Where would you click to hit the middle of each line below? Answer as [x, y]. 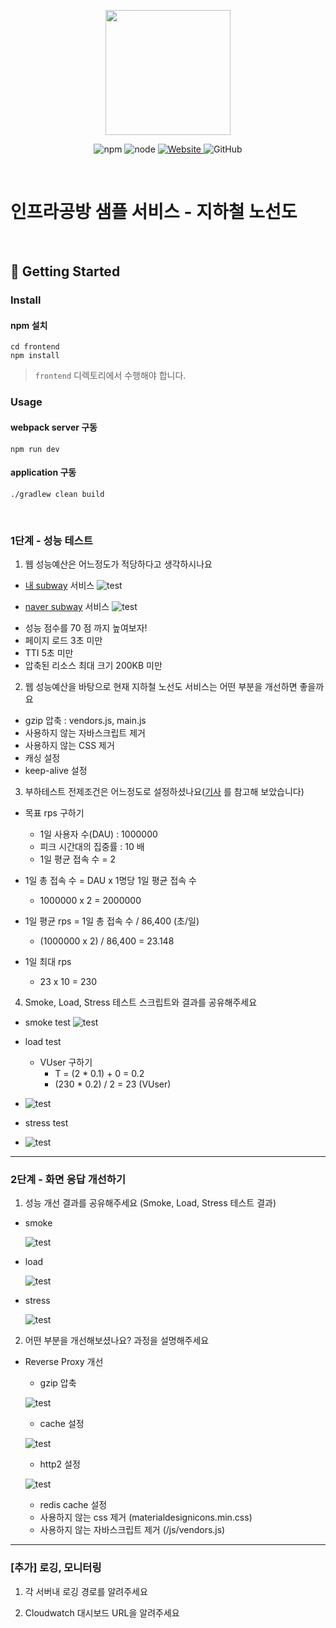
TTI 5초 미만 [49, 653]
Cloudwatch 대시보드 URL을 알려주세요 [102, 1612]
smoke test [47, 1022]
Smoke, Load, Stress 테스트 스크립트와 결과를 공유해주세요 [141, 1002]
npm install [35, 356]
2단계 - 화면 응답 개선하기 [68, 1179]
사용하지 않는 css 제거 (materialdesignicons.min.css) [146, 1517]
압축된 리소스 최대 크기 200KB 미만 [93, 666]
